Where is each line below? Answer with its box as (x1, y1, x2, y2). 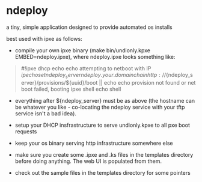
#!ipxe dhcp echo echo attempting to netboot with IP (20, 64, 151, 72)
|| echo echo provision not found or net (99, 79, 196, 86)
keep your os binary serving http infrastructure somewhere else (14, 139, 173, 147)
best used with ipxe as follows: (6, 35, 82, 42)
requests (14, 127, 37, 135)
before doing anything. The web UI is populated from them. (14, 157, 162, 165)
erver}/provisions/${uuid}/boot (20, 79, 98, 86)
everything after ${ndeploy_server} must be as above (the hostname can (14, 97, 195, 104)
